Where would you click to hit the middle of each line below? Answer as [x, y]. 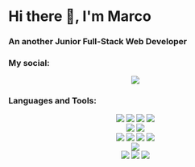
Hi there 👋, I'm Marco [80, 16]
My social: [29, 63]
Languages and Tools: [52, 101]
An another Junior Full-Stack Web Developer [98, 42]
